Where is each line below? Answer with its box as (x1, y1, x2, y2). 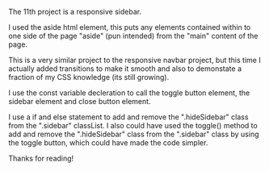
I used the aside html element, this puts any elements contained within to (8, 23, 251, 31)
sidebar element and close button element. (8, 97, 151, 106)
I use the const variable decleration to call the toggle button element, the (8, 88, 250, 98)
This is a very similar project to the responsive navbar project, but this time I (8, 56, 261, 65)
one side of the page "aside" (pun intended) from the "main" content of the (8, 31, 258, 40)
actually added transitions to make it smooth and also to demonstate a (8, 64, 242, 73)
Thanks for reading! (8, 153, 74, 163)
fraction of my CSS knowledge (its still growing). (8, 73, 170, 81)
